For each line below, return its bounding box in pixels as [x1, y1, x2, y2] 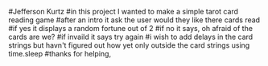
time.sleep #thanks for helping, [8, 49, 111, 58]
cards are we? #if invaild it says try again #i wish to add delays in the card [8, 32, 254, 41]
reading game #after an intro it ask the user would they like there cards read [8, 15, 260, 25]
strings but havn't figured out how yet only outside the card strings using [8, 41, 250, 50]
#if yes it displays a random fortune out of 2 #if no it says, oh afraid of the [8, 24, 254, 33]
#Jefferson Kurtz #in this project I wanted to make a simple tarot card [8, 7, 239, 16]
